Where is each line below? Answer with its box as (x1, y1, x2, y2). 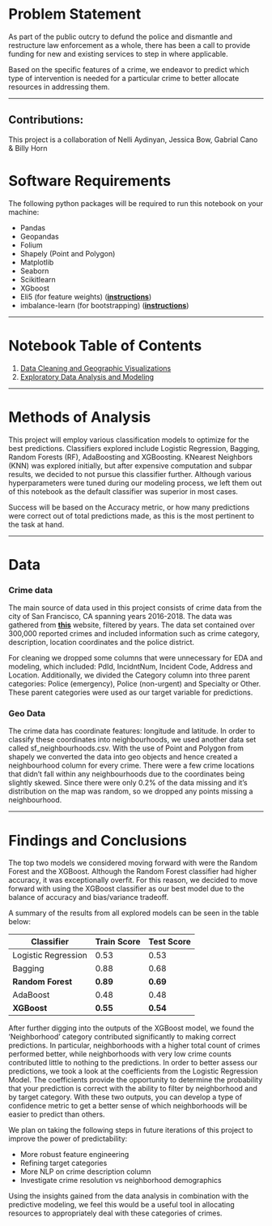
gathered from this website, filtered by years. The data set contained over (8, 620, 255, 630)
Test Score (148, 936, 192, 948)
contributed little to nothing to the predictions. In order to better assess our (8, 1058, 258, 1068)
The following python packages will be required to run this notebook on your (8, 198, 264, 208)
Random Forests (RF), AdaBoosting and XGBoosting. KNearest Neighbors (8, 452, 253, 462)
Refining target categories (19, 1158, 108, 1168)
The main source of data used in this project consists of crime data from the (8, 603, 262, 613)
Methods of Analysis (8, 407, 151, 426)
